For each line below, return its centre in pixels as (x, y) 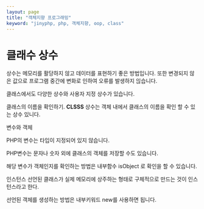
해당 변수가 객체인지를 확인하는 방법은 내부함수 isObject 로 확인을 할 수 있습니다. (102, 166)
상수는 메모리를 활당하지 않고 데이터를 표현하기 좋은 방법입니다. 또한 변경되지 (97, 73)
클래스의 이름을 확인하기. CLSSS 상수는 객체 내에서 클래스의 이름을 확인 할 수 (98, 107)
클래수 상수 (32, 55)
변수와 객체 (19, 127)
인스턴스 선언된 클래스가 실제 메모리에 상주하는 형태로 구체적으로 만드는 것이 (97, 179)
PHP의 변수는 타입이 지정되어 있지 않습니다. (58, 140)
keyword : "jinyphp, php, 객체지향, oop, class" (65, 23)
